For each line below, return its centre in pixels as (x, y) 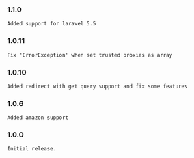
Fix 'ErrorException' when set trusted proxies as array (90, 55)
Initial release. (32, 149)
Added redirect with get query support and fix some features (97, 86)
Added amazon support (38, 118)
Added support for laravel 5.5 (52, 24)
